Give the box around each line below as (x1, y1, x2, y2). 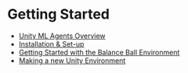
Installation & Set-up (18, 39, 85, 48)
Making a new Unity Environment (18, 56, 126, 65)
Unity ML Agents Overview (18, 31, 107, 40)
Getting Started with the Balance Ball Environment (18, 47, 180, 57)
